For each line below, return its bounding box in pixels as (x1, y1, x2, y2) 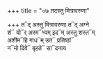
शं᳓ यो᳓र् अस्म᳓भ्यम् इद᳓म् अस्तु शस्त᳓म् (7, 28, 95, 36)
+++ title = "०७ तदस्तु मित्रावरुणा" (7, 7, 90, 15)
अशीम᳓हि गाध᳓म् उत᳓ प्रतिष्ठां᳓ (7, 36, 74, 44)
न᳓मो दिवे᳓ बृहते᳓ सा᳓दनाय (7, 44, 67, 52)
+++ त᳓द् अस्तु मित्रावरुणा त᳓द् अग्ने (7, 21, 89, 28)
